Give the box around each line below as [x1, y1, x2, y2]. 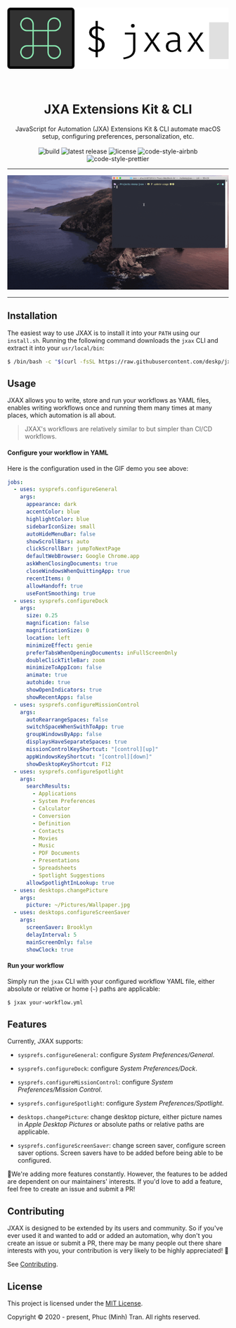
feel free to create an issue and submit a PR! [7, 1185, 136, 1194]
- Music [32, 842, 55, 849]
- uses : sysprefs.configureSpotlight [13, 768, 124, 775]
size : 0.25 [25, 612, 58, 619]
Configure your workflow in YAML [7, 448, 109, 457]
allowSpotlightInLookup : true [25, 879, 114, 886]
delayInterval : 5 [25, 931, 77, 938]
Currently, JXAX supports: [7, 1037, 83, 1046]
